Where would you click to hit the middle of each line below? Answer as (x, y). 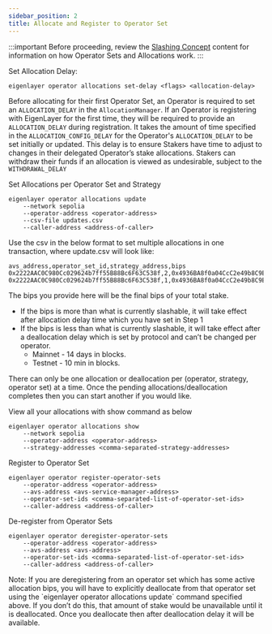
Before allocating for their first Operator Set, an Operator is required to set (132, 101)
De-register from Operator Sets (61, 521)
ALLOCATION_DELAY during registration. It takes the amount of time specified (132, 127)
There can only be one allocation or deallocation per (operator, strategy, (128, 378)
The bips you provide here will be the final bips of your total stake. (119, 295)
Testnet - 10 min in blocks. (76, 363)
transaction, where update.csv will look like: (81, 251)
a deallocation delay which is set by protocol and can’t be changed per (138, 337)
